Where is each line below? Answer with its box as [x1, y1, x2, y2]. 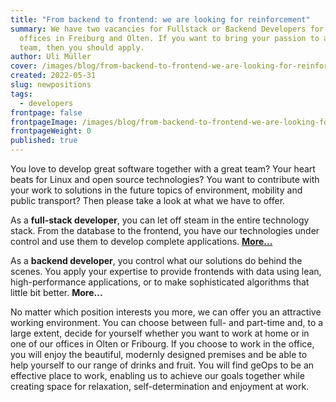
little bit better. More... [10, 287, 103, 298]
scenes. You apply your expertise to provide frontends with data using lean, [10, 266, 322, 277]
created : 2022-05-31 [10, 71, 97, 81]
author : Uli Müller [10, 52, 92, 62]
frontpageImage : [10, 117, 78, 127]
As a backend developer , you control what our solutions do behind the [10, 255, 303, 266]
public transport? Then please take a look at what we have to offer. [10, 195, 286, 206]
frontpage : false [10, 107, 83, 118]
